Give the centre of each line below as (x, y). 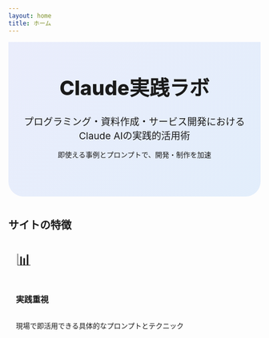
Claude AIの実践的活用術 (134, 136)
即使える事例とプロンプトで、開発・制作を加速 (134, 155)
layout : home (30, 16)
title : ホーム (30, 23)
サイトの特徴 (40, 225)
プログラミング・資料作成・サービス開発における (134, 122)
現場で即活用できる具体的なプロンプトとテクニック (100, 325)
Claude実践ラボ (134, 88)
